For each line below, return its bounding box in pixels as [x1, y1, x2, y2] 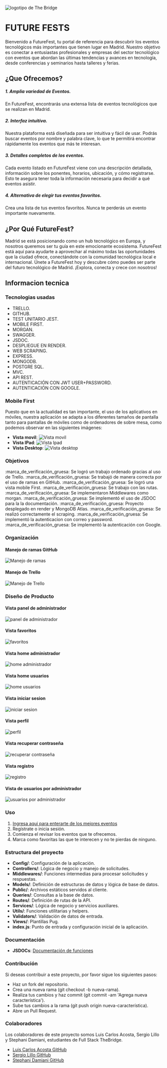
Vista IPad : [12, 440, 36, 446]
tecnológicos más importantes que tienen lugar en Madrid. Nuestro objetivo [5, 44, 161, 50]
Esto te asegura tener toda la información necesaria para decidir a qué [5, 175, 150, 182]
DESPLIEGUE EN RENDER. [12, 342, 66, 348]
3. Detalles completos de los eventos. [5, 152, 85, 158]
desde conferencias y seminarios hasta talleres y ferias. [5, 60, 120, 66]
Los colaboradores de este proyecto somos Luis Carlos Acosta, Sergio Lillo [5, 1032, 160, 1038]
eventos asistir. [5, 181, 36, 187]
